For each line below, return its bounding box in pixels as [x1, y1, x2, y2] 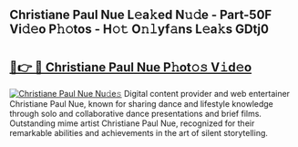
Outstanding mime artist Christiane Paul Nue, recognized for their [9, 118, 255, 129]
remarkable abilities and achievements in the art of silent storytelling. [9, 128, 269, 138]
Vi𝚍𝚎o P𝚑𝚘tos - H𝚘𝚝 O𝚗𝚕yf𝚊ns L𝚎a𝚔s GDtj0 [9, 22, 269, 37]
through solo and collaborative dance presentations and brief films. [9, 109, 262, 119]
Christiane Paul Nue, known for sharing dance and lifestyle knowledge [9, 99, 273, 109]
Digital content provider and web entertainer [123, 89, 290, 99]
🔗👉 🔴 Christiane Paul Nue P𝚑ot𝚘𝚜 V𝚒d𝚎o [9, 59, 252, 75]
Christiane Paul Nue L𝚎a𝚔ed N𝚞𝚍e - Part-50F [9, 7, 272, 23]
